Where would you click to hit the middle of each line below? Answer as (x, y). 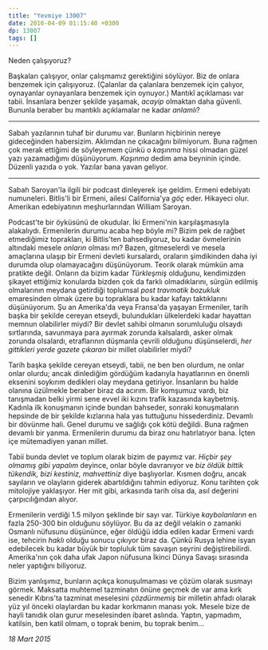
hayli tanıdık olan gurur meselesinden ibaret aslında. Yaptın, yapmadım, (125, 615)
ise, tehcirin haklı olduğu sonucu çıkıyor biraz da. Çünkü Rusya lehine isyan (132, 541)
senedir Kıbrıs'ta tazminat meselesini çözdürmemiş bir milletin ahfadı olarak (132, 598)
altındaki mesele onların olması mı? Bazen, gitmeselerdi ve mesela (117, 248)
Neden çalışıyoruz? (40, 61)
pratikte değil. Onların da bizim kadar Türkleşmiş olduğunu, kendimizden (127, 273)
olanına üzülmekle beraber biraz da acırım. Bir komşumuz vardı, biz (118, 390)
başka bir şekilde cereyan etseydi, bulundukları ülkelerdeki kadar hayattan (130, 315)
